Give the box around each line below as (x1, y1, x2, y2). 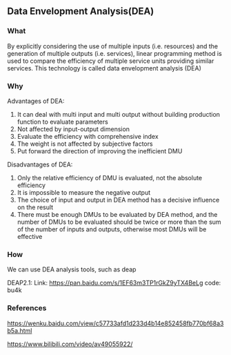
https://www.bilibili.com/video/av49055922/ (7, 340, 133, 348)
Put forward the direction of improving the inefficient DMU (17, 146, 183, 155)
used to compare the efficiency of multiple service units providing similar (7, 57, 214, 65)
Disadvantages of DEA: (7, 160, 73, 169)
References (7, 303, 47, 313)
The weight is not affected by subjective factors (17, 140, 153, 148)
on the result (17, 203, 54, 211)
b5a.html (7, 326, 32, 334)
